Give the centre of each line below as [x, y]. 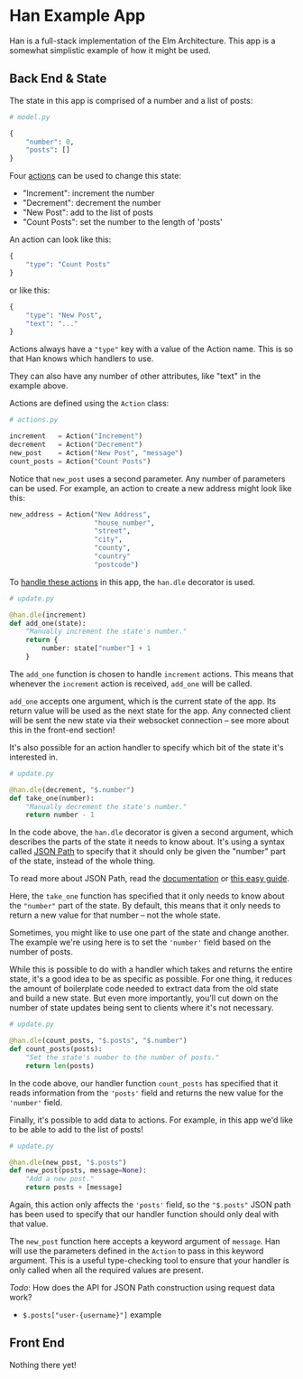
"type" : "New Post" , [64, 315]
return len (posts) [60, 1066]
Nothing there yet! [43, 1365]
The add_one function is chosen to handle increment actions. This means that [151, 674]
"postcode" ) [117, 564]
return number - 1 [60, 815]
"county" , [112, 548]
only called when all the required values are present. [107, 1270]
